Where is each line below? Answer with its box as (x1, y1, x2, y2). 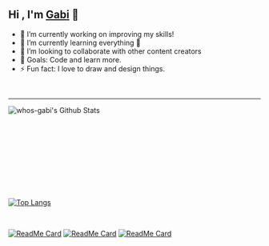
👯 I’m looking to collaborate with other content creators (19, 46, 202, 56)
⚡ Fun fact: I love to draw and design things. (19, 63, 166, 73)
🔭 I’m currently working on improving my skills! (19, 29, 175, 38)
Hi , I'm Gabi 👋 (8, 8, 79, 22)
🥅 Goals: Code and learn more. (19, 54, 122, 64)
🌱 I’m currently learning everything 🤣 (19, 38, 142, 47)
